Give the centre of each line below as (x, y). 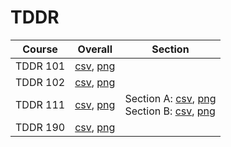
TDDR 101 (40, 66)
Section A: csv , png (170, 98)
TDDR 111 (40, 104)
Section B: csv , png (170, 111)
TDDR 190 (40, 127)
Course (40, 49)
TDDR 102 (40, 82)
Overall (95, 49)
